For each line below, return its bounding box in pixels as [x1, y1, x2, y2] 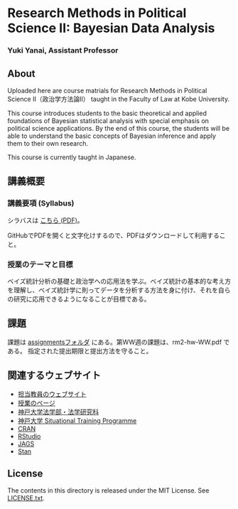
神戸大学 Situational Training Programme [17, 416, 137, 424]
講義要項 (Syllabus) [7, 198, 75, 208]
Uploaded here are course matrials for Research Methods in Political [7, 86, 207, 95]
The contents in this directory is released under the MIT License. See [7, 486, 210, 495]
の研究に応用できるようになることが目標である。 [7, 294, 151, 303]
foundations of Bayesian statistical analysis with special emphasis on [7, 116, 210, 125]
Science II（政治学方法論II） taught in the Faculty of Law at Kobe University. [7, 95, 229, 103]
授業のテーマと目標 [7, 259, 73, 269]
